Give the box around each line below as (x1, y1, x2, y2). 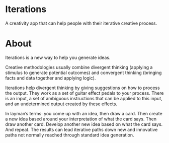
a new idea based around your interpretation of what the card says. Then (5, 116, 157, 122)
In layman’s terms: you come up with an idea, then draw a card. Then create (5, 110, 162, 116)
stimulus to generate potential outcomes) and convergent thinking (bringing (5, 69, 162, 76)
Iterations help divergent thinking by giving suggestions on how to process (5, 85, 160, 91)
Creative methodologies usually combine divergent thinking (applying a (5, 64, 153, 70)
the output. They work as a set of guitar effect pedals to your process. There (5, 90, 164, 96)
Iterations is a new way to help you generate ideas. (5, 54, 111, 60)
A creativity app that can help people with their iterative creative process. (5, 20, 157, 26)
